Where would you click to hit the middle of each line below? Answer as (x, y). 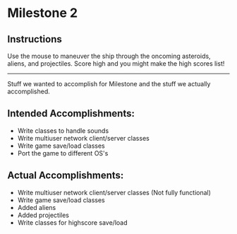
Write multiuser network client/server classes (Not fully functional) (114, 192)
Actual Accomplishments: (66, 176)
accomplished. (29, 91)
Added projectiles (43, 215)
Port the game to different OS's (63, 153)
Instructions (35, 39)
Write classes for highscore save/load (73, 222)
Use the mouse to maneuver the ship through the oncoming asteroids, (109, 56)
